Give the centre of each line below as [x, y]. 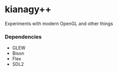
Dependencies [23, 37]
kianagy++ [28, 9]
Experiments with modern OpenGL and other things [59, 23]
